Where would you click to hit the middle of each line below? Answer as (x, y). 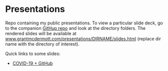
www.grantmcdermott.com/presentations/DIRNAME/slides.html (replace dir (83, 39)
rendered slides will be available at (41, 33)
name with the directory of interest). (42, 44)
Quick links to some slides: (33, 54)
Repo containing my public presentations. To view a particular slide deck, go (84, 23)
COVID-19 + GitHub (33, 63)
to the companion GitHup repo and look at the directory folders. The (75, 28)
